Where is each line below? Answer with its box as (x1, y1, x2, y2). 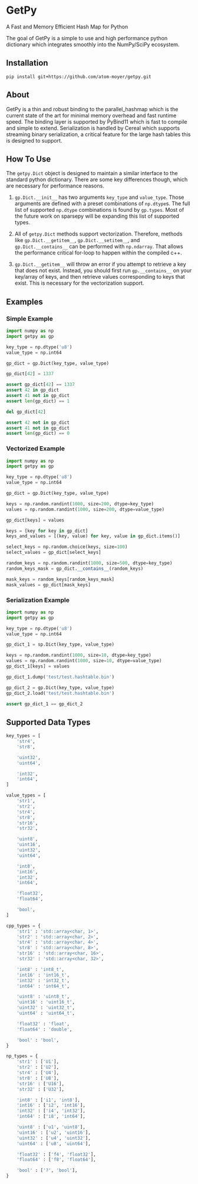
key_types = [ (6, 733, 41, 739)
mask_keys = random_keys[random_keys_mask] (6, 576, 115, 582)
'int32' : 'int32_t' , (16, 977, 70, 983)
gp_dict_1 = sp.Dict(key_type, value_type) (6, 641, 115, 648)
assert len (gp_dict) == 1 (6, 398, 70, 404)
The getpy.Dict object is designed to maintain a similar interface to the (6, 170, 178, 177)
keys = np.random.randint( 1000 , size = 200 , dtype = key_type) (6, 501, 154, 506)
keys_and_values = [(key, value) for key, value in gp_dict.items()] (6, 533, 181, 539)
